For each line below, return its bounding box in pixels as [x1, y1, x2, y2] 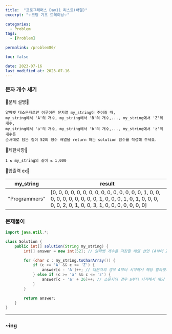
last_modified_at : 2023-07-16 [5, 68, 70, 73]
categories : [5, 22, 31, 27]
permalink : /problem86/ [5, 45, 56, 50]
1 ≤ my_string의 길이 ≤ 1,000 [5, 158, 67, 163]
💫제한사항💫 [5, 147, 28, 153]
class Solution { [5, 239, 42, 244]
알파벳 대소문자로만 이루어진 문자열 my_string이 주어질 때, [5, 110, 116, 115]
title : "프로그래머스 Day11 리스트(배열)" [5, 7, 88, 13]
